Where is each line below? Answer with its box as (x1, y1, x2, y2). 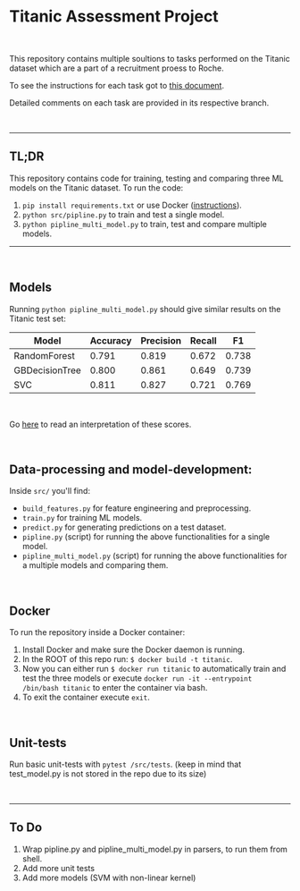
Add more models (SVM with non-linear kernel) (21, 872, 196, 883)
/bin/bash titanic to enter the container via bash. (21, 683, 208, 693)
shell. (21, 853, 43, 864)
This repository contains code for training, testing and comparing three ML (9, 173, 284, 183)
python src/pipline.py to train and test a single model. (21, 208, 225, 220)
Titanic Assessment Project (9, 6, 219, 27)
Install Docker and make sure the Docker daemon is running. (21, 644, 246, 655)
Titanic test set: (9, 313, 67, 324)
